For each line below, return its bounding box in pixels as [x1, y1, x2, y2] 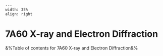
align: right [5, 12, 33, 17]
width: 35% [5, 7, 28, 12]
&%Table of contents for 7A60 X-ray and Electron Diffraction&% [5, 45, 138, 51]
